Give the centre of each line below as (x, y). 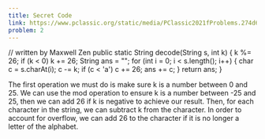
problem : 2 (26, 30)
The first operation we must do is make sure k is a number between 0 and (128, 85)
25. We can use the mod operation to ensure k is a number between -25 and (132, 93)
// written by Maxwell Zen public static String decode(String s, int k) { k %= (130, 53)
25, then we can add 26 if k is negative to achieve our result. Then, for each (131, 101)
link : (17, 23)
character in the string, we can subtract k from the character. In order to (125, 110)
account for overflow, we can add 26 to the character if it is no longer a (124, 118)
